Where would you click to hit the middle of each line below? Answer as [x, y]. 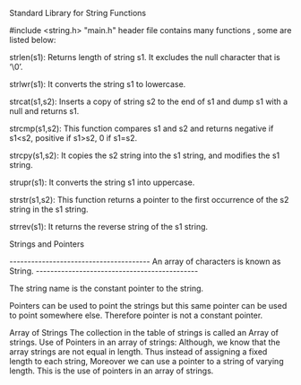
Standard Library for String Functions [77, 13]
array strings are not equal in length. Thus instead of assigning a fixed [138, 352]
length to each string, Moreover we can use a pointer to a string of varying [146, 361]
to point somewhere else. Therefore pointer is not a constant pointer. [136, 315]
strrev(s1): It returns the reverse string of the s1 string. [109, 227]
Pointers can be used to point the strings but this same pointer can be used [148, 306]
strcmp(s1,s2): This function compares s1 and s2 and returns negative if [142, 128]
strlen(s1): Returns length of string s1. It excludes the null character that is [145, 57]
